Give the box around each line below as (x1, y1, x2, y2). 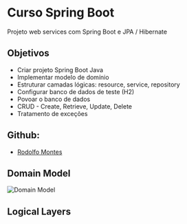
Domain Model (7, 167, 71, 179)
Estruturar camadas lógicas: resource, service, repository (16, 80, 180, 89)
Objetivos (7, 47, 49, 59)
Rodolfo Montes (16, 148, 63, 156)
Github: (7, 129, 40, 142)
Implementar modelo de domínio (16, 73, 109, 81)
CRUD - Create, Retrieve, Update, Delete (16, 102, 133, 111)
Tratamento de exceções (16, 109, 88, 117)
